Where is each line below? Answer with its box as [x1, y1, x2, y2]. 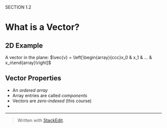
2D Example [5, 41, 43, 50]
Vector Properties [5, 74, 62, 82]
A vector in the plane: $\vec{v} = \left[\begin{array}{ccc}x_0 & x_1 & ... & [5, 55, 153, 60]
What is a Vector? [5, 22, 80, 33]
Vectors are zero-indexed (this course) [12, 98, 92, 104]
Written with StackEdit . [17, 117, 65, 123]
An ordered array [12, 87, 48, 93]
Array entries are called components [12, 92, 87, 98]
